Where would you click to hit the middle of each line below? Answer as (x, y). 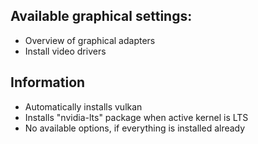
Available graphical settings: (101, 16)
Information (48, 82)
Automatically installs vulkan (83, 106)
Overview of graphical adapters (90, 40)
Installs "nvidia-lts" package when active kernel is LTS (136, 117)
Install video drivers (65, 51)
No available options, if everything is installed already (135, 128)
